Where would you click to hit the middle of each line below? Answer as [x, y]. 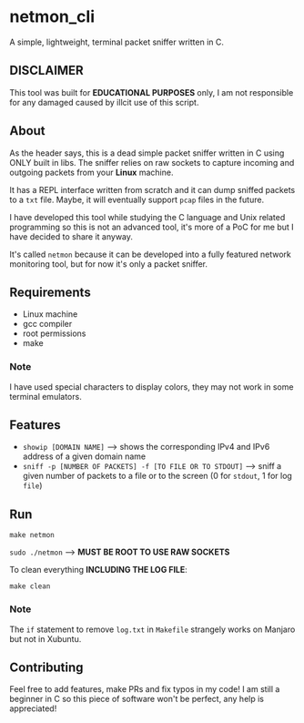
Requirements [50, 292]
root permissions [54, 333]
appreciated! [33, 708]
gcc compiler [47, 324]
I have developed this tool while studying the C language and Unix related [147, 217]
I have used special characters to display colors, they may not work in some [152, 387]
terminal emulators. [46, 396]
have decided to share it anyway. [71, 236]
